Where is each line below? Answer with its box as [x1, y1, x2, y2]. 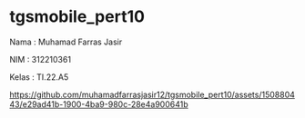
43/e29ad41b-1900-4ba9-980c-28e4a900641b [9, 98, 188, 110]
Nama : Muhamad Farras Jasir [9, 36, 123, 47]
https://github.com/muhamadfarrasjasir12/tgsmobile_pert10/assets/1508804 [9, 89, 296, 100]
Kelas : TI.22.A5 [9, 71, 69, 83]
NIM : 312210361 [9, 54, 71, 64]
